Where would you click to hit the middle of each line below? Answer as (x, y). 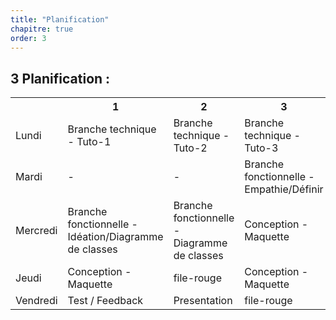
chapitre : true (42, 29)
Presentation (203, 301)
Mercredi (36, 231)
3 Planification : (60, 78)
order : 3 (28, 38)
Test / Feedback (105, 301)
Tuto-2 (190, 148)
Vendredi (36, 301)
